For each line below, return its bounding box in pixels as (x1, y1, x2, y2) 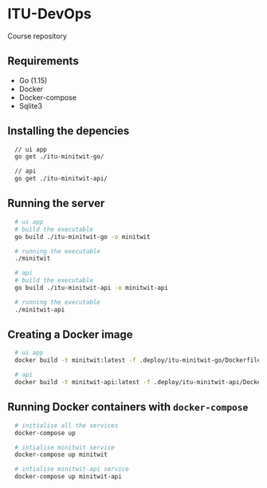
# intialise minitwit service (14, 443, 115, 451)
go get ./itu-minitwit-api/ (14, 175, 108, 183)
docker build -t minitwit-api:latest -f (14, 379, 151, 387)
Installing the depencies (7, 125, 130, 138)
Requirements (7, 54, 79, 68)
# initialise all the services (14, 421, 119, 430)
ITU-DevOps (7, 5, 92, 23)
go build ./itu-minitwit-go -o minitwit (14, 232, 151, 240)
